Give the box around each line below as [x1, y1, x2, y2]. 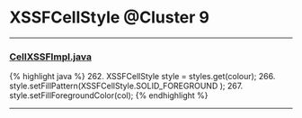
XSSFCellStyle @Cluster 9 [9, 7, 209, 28]
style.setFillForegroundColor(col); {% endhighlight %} [9, 90, 209, 101]
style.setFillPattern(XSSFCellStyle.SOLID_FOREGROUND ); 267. [9, 80, 244, 92]
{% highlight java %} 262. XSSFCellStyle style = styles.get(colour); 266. [9, 71, 276, 82]
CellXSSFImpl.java [9, 50, 93, 63]
